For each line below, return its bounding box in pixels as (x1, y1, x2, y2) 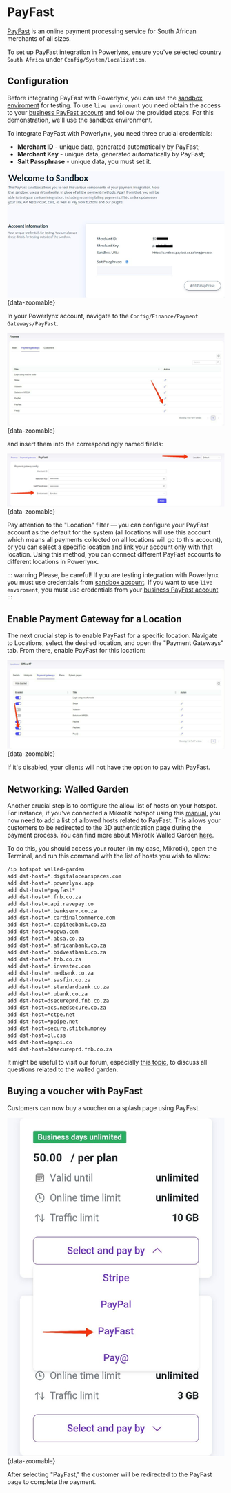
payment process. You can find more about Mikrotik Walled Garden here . (7, 831, 214, 840)
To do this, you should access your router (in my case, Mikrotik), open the (7, 844, 217, 853)
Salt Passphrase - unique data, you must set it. (17, 157, 152, 165)
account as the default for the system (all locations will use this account (7, 528, 211, 536)
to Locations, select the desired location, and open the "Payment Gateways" (7, 639, 224, 647)
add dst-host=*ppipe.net (7, 1018, 79, 1025)
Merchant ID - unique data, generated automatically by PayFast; (17, 143, 200, 151)
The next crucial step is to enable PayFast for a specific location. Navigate (7, 631, 218, 640)
